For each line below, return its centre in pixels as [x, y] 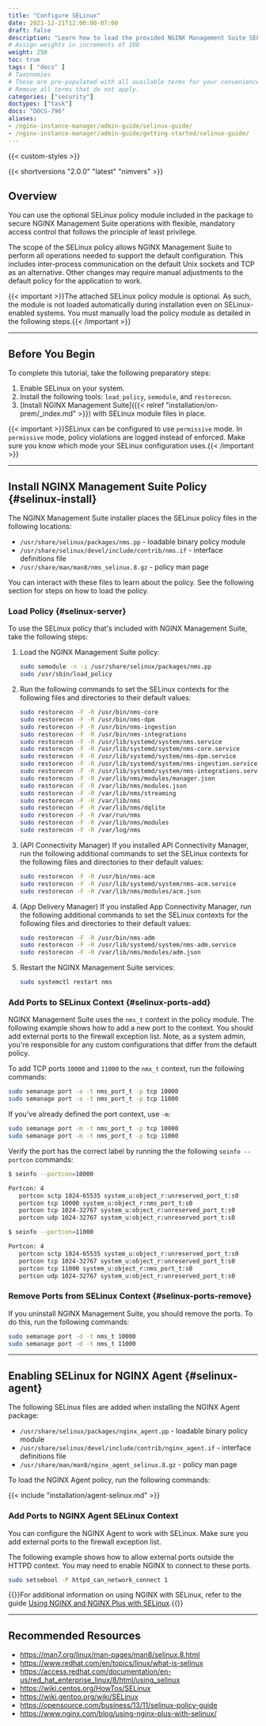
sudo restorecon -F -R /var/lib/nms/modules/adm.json [110, 953]
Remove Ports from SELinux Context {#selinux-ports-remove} [130, 1296]
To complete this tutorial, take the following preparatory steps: [110, 373]
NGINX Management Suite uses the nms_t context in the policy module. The [131, 1019]
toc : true [25, 60]
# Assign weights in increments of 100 [74, 45]
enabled [21, 313]
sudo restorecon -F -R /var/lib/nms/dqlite [93, 808]
